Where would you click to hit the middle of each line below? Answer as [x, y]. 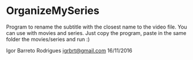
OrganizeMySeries [53, 11]
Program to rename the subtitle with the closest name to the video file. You [96, 27]
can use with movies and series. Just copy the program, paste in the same [96, 33]
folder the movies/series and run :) [48, 39]
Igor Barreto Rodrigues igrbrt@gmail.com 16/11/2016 [69, 50]
